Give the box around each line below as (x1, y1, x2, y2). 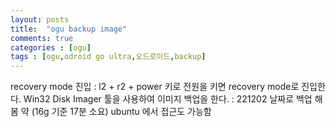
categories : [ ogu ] (10, 42, 92, 53)
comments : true (10, 33, 74, 43)
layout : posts (10, 14, 70, 25)
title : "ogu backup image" (10, 24, 128, 34)
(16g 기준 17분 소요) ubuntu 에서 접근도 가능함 (31, 106, 212, 118)
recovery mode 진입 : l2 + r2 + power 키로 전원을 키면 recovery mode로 (10, 81, 300, 93)
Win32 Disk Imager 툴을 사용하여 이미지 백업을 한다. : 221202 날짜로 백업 (23, 93, 313, 105)
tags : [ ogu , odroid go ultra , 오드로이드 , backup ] (10, 52, 207, 62)
